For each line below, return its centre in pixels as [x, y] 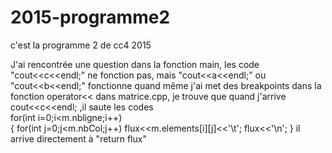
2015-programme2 [90, 17]
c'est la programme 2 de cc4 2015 [81, 45]
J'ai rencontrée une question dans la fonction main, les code [135, 64]
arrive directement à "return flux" [78, 138]
